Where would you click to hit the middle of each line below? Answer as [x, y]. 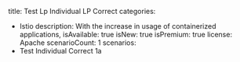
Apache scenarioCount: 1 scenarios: [78, 43]
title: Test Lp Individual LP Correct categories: [82, 11]
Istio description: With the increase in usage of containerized [118, 26]
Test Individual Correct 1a [60, 51]
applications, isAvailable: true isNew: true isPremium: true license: [126, 34]
